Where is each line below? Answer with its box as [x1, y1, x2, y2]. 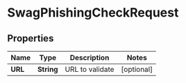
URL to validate [65, 64, 115, 74]
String [37, 64, 58, 74]
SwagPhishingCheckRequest [7, 5, 179, 21]
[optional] [121, 64, 153, 74]
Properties [7, 33, 54, 44]
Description [69, 53, 110, 62]
